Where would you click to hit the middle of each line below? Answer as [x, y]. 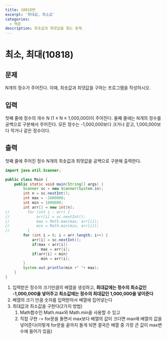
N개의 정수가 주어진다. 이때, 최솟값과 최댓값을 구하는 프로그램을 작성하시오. [78, 88]
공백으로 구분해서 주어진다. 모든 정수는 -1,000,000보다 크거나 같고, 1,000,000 [81, 124]
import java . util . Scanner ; [33, 170]
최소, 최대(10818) [39, 55]
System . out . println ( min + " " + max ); [61, 268]
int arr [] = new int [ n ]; [49, 207]
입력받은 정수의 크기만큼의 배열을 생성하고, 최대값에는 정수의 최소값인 [80, 287]
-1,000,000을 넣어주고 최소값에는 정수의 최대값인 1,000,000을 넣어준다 [83, 293]
